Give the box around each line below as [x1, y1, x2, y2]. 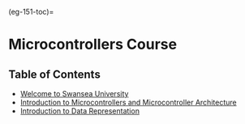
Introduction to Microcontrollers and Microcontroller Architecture [19, 97, 237, 107]
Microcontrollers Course [8, 36, 177, 53]
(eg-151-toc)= [8, 7, 54, 16]
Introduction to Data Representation [19, 106, 140, 116]
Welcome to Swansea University [19, 89, 129, 98]
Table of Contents [8, 67, 101, 81]
